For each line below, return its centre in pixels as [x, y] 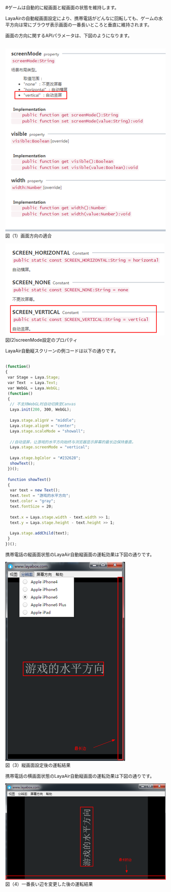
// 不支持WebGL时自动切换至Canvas [43, 404]
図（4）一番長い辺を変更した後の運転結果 [49, 884]
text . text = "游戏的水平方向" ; [40, 496]
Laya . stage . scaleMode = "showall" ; [48, 431]
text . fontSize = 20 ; [32, 506]
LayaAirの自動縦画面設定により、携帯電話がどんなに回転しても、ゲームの [82, 18]
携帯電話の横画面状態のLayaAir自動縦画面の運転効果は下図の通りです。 [80, 776]
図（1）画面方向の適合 [28, 236]
